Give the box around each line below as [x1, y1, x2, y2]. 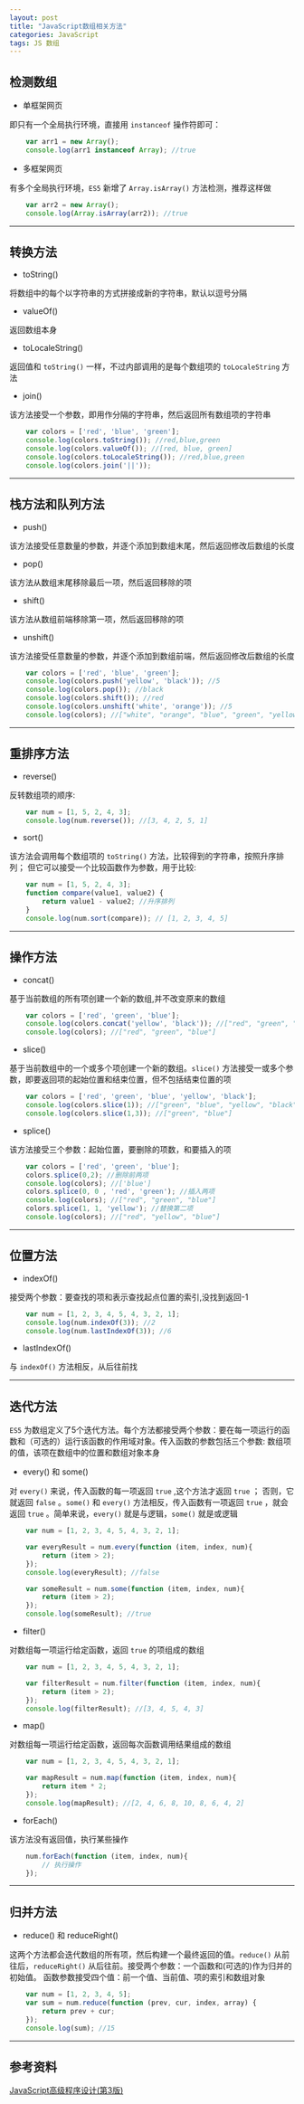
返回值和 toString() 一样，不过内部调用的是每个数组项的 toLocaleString [9, 361, 280, 372]
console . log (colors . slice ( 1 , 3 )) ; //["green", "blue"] [25, 1109, 233, 1118]
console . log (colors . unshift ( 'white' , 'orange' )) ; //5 [25, 702, 233, 711]
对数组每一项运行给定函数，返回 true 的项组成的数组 [9, 1644, 205, 1655]
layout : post [9, 13, 59, 23]
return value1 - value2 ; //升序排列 [42, 897, 175, 906]
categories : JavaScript [9, 30, 100, 39]
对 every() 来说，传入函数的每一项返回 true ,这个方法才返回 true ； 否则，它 [9, 1485, 295, 1497]
